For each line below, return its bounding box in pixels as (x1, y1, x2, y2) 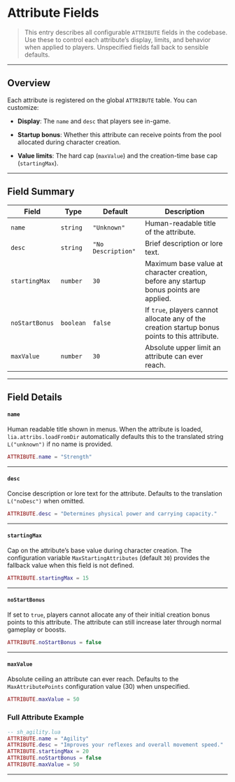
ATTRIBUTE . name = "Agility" (7, 735, 90, 742)
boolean (60, 319, 86, 327)
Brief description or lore (144, 238, 223, 248)
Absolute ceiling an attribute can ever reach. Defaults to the (7, 675, 179, 683)
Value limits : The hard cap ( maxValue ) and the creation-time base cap (17, 151, 218, 160)
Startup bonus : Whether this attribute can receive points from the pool (17, 130, 222, 139)
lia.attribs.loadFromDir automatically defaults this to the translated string (7, 433, 224, 441)
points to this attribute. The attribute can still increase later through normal (7, 618, 222, 627)
